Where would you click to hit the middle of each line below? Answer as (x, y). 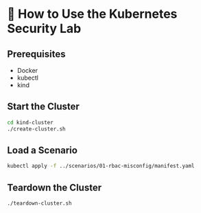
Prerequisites (36, 54)
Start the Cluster (44, 107)
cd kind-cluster (30, 122)
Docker (27, 70)
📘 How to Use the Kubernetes (92, 14)
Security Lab (44, 29)
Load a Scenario (42, 150)
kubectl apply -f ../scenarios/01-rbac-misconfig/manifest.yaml (101, 166)
